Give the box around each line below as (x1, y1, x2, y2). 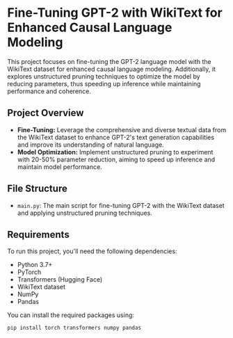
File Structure (7, 183, 67, 195)
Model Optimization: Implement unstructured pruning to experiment (17, 147, 214, 156)
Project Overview (7, 107, 84, 119)
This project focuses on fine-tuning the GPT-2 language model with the (7, 57, 211, 65)
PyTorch (17, 268, 42, 276)
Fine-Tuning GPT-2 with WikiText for (7, 5, 223, 21)
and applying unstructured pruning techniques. (17, 209, 153, 217)
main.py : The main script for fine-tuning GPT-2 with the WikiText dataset (17, 201, 225, 209)
